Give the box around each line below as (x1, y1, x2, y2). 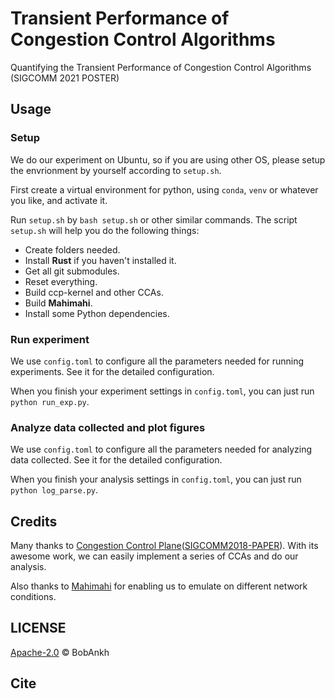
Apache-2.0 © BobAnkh (10, 646, 110, 658)
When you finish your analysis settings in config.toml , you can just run (10, 473, 302, 486)
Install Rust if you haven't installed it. (24, 254, 177, 266)
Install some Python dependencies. (24, 307, 170, 319)
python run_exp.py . (10, 395, 90, 407)
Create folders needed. (24, 243, 121, 256)
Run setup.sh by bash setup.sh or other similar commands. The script (10, 213, 298, 226)
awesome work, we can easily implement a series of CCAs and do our (10, 550, 299, 562)
